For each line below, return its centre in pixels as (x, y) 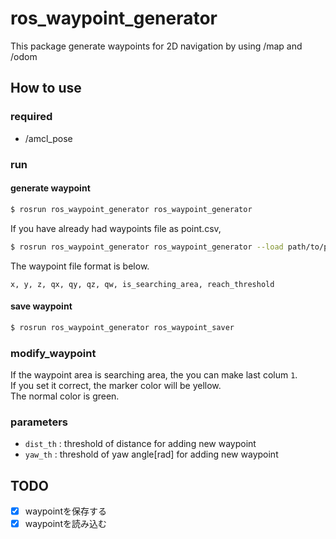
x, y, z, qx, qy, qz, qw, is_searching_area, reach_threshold (142, 284)
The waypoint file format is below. (80, 266)
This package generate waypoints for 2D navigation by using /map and (156, 46)
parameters (39, 422)
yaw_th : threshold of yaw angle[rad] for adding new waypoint (151, 454)
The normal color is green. (65, 396)
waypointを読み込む (65, 524)
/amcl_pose (48, 138)
